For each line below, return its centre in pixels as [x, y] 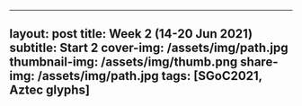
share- [259, 62]
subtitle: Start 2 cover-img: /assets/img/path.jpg [149, 48]
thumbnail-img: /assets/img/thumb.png [124, 62]
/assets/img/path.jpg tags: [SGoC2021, [150, 76]
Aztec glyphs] [49, 90]
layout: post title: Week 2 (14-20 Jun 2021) [131, 34]
